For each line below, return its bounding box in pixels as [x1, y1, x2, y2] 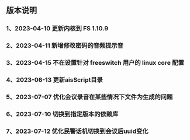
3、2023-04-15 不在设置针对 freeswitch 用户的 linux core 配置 [6, 59, 184, 67]
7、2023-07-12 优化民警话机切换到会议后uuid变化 [6, 127, 148, 135]
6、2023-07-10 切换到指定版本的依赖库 [6, 110, 119, 118]
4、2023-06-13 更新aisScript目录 [6, 76, 103, 84]
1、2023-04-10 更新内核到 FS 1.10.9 [6, 24, 109, 33]
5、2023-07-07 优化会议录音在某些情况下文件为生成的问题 [6, 93, 173, 101]
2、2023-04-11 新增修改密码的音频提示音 [6, 41, 124, 50]
